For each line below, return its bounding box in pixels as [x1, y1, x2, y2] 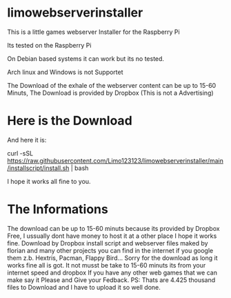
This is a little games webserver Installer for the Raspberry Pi [7, 28, 181, 36]
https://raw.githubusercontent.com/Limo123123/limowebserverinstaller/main [7, 156, 224, 165]
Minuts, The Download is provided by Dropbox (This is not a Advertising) [7, 89, 214, 97]
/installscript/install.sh [7, 164, 70, 172]
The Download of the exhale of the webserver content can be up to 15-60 [7, 81, 217, 89]
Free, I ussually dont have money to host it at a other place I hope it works [7, 232, 217, 240]
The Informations [7, 202, 108, 217]
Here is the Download [7, 113, 132, 129]
